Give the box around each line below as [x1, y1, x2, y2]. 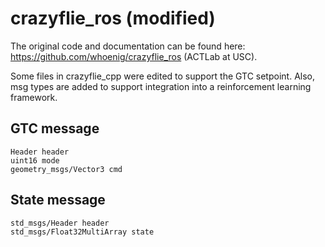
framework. [10, 91, 58, 103]
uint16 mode [10, 155, 60, 166]
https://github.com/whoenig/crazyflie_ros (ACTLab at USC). [10, 50, 258, 62]
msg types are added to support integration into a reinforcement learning [10, 80, 312, 92]
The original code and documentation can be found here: [10, 40, 246, 52]
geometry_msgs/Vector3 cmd [10, 164, 123, 174]
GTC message [10, 120, 100, 137]
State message [10, 192, 106, 209]
